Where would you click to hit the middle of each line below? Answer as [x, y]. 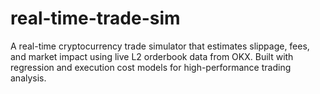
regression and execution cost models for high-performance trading [151, 67]
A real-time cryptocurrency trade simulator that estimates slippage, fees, [160, 46]
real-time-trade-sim [95, 18]
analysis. [28, 78]
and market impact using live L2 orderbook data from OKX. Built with [152, 56]
